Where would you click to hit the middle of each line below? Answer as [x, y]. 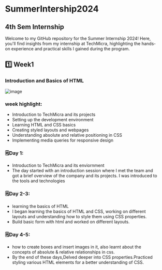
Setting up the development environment [53, 119]
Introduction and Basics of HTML [44, 81]
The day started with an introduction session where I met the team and [82, 171]
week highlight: [24, 104]
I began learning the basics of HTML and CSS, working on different [79, 211]
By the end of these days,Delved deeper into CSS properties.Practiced [82, 257]
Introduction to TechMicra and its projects [54, 114]
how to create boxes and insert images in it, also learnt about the [77, 247]
